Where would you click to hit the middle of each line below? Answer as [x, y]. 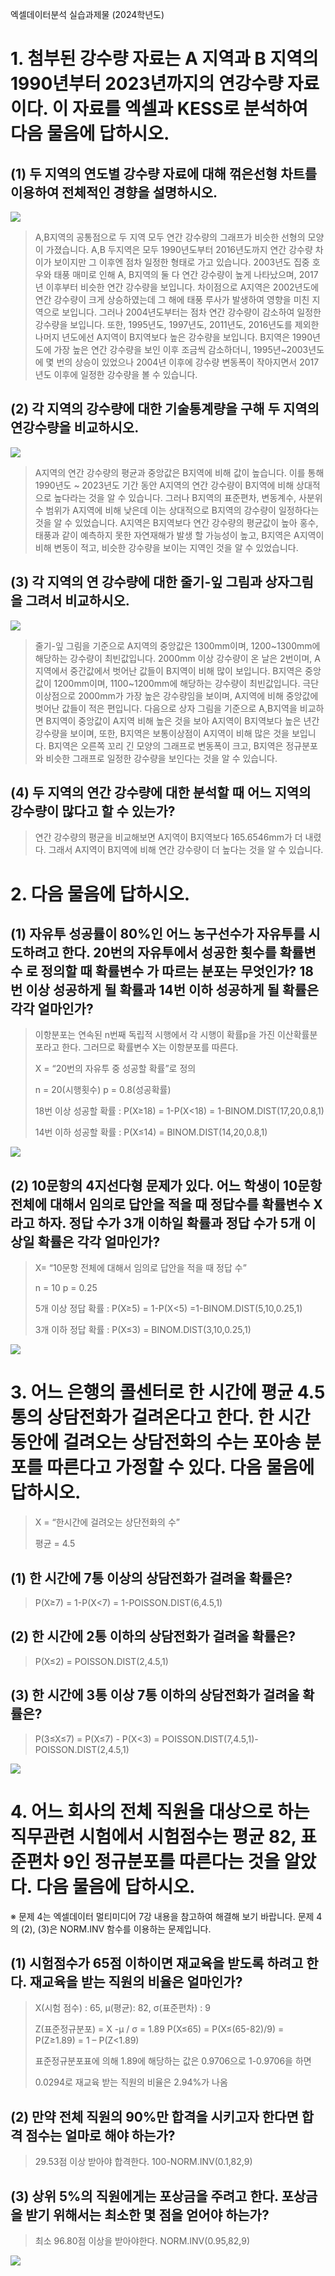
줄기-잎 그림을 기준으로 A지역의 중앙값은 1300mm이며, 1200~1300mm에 [177, 645]
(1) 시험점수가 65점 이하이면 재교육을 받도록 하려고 [157, 1963]
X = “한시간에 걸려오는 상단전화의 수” [107, 1522]
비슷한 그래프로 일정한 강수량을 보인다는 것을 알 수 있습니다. [161, 758]
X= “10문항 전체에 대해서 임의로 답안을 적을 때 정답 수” [140, 1268]
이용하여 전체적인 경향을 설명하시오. [114, 192]
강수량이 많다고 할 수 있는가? [93, 811]
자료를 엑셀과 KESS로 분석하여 [190, 109]
